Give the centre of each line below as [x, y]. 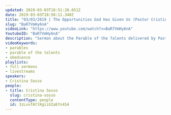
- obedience [18, 57]
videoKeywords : [21, 43]
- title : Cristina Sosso [32, 90]
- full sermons [21, 67]
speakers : [16, 76]
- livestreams [20, 72]
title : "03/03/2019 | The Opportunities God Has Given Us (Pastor [77, 19]
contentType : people [32, 100]
